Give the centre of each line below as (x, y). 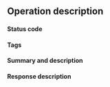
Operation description (55, 11)
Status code (25, 29)
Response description (39, 76)
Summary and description (45, 61)
